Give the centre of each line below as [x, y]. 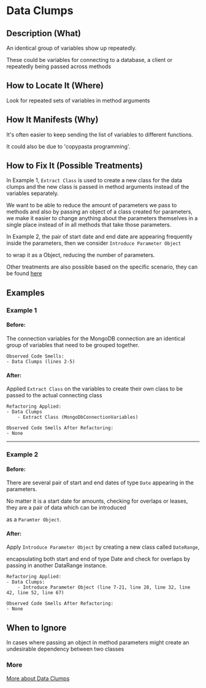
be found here [24, 273]
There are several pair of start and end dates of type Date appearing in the [100, 483]
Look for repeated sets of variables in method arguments [78, 100]
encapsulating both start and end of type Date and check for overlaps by [98, 559]
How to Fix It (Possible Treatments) [74, 166]
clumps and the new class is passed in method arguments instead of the [98, 187]
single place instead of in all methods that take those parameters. [89, 225]
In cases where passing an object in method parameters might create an [98, 643]
